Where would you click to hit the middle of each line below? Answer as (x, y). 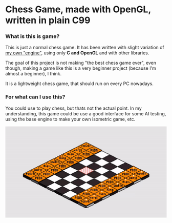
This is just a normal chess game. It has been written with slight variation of (85, 48)
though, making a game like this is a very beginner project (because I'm (81, 68)
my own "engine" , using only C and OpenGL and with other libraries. (77, 53)
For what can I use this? (35, 97)
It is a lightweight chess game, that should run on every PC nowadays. (79, 84)
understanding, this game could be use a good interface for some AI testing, (86, 113)
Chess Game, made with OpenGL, (78, 9)
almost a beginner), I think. (34, 74)
